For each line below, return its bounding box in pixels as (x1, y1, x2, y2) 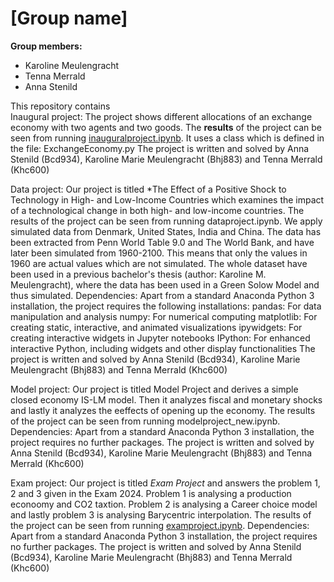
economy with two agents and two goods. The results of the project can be (10, 121, 322, 133)
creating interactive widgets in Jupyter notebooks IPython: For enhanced (10, 332, 311, 344)
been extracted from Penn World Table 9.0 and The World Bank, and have (10, 236, 315, 248)
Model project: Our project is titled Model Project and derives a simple (10, 383, 299, 395)
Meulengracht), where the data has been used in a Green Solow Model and (10, 278, 320, 291)
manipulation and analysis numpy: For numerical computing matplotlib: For (10, 310, 318, 322)
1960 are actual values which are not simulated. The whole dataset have (10, 257, 308, 269)
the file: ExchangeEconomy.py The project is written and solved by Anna (10, 142, 310, 154)
